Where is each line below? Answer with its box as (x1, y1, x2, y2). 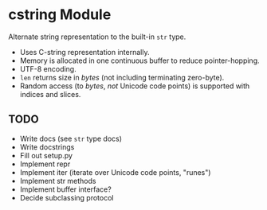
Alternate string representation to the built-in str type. (8, 32, 187, 41)
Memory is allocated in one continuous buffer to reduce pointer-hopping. (19, 56, 261, 65)
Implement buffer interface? (19, 185, 112, 194)
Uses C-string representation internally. (19, 47, 150, 56)
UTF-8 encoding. (19, 64, 77, 73)
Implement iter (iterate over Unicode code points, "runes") (19, 167, 211, 177)
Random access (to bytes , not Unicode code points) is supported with (19, 81, 250, 91)
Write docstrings (19, 142, 75, 152)
